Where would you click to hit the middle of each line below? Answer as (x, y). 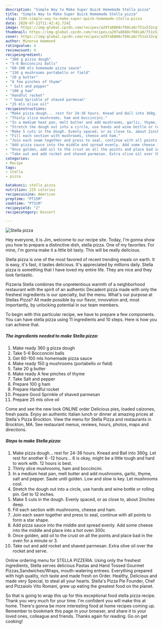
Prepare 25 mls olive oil (36, 400)
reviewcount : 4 (21, 50)
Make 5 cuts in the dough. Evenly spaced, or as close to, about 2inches (84, 499)
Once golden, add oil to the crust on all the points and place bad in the (82, 536)
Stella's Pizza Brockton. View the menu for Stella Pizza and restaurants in (78, 419)
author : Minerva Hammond (30, 41)
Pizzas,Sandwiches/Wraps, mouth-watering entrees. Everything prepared (79, 571)
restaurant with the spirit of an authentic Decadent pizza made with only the (81, 290)
